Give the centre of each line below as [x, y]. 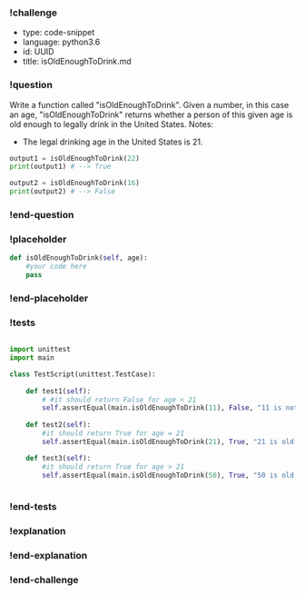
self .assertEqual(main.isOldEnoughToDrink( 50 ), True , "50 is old [168, 475]
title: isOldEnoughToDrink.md [77, 62]
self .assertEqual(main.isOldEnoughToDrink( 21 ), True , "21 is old [168, 441]
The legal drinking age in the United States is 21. [113, 142]
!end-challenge [44, 580]
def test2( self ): [59, 425]
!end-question [42, 215]
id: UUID [38, 52]
